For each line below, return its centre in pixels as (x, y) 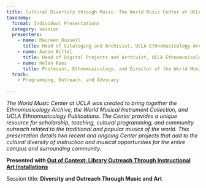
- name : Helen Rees (42, 63)
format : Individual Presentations (56, 23)
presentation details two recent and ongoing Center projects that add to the (102, 136)
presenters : (27, 35)
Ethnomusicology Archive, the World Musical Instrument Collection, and (97, 110)
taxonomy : (19, 18)
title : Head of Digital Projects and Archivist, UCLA (93, 57)
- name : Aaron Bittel (45, 52)
